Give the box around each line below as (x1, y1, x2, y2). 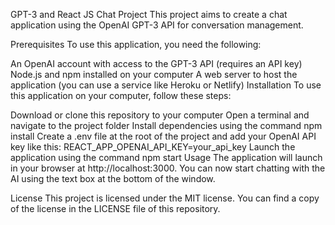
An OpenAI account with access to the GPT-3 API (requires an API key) (10, 58, 303, 69)
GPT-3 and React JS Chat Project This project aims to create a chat (10, 9, 288, 20)
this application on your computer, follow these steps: (10, 90, 232, 101)
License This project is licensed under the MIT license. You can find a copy (10, 192, 320, 204)
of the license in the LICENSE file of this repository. (10, 203, 221, 214)
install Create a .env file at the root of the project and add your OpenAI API (10, 130, 317, 142)
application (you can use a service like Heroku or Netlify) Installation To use (10, 79, 322, 91)
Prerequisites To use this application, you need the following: (10, 39, 262, 50)
